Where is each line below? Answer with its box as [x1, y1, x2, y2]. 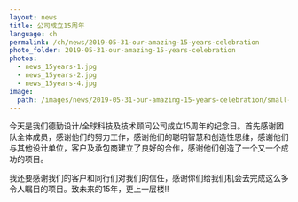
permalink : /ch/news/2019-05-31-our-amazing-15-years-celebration [9, 37, 260, 47]
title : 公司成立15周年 [9, 21, 85, 30]
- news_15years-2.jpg [17, 71, 98, 80]
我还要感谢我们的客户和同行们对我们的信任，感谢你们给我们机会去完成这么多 [9, 173, 289, 183]
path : [17, 95, 38, 105]
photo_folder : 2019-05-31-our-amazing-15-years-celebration [9, 46, 237, 55]
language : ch [9, 29, 58, 38]
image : [9, 87, 34, 96]
